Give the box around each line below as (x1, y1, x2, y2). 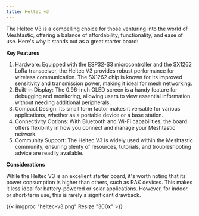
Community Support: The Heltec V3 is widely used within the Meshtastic (14, 136, 194, 143)
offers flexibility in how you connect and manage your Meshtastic (14, 124, 176, 131)
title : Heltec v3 (6, 8, 49, 15)
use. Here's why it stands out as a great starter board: (6, 37, 139, 45)
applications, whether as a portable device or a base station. (14, 111, 164, 118)
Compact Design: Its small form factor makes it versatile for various (14, 105, 181, 112)
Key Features (6, 49, 40, 57)
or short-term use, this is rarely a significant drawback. (6, 191, 141, 198)
